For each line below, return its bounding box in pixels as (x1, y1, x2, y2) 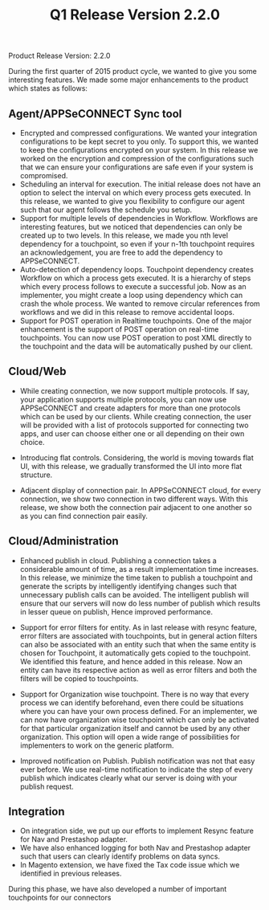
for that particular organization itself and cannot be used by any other (19, 723, 251, 732)
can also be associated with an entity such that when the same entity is (19, 639, 257, 649)
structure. (19, 470, 53, 479)
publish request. (19, 781, 74, 791)
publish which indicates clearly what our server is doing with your (19, 773, 238, 782)
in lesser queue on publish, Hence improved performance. (19, 606, 213, 616)
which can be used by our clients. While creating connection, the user (19, 411, 252, 421)
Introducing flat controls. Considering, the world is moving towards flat (19, 452, 255, 463)
